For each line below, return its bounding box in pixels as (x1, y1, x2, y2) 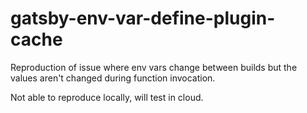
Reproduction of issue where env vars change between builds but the (10, 61, 298, 73)
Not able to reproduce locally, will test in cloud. (10, 91, 204, 103)
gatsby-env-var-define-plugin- (10, 7, 276, 30)
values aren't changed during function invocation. (10, 72, 216, 84)
